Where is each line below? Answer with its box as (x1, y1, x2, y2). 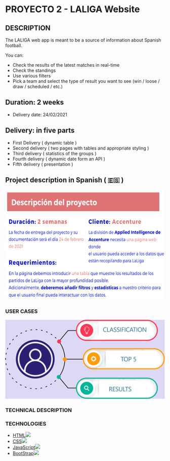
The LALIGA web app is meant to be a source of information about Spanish (5, 37, 161, 43)
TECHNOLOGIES (5, 420, 47, 427)
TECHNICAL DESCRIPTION (5, 406, 72, 413)
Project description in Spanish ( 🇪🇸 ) (5, 176, 124, 185)
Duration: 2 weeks (5, 98, 64, 107)
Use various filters (12, 73, 51, 79)
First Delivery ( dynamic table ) (12, 140, 77, 146)
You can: (5, 52, 24, 58)
